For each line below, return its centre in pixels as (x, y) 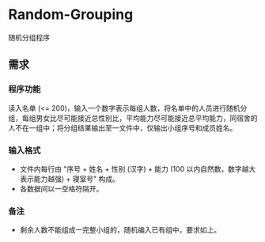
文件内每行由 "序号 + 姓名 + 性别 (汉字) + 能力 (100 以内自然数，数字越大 (138, 168)
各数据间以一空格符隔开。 (61, 188)
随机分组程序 (29, 37)
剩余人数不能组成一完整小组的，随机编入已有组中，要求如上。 (120, 230)
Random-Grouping (71, 15)
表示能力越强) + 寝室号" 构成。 (70, 179)
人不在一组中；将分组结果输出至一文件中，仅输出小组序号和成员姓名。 (123, 127)
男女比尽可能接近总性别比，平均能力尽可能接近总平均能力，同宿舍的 (146, 118)
